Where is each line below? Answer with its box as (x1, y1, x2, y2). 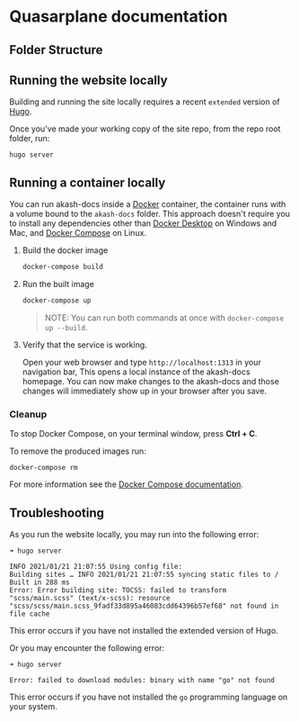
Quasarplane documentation (9, 6, 228, 27)
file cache (9, 609, 50, 618)
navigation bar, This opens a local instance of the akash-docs (22, 366, 251, 377)
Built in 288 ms (9, 578, 70, 587)
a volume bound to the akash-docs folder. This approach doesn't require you (9, 209, 290, 220)
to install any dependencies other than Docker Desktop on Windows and (9, 218, 277, 229)
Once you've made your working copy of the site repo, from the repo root (9, 123, 281, 134)
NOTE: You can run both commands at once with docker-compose (44, 312, 285, 323)
